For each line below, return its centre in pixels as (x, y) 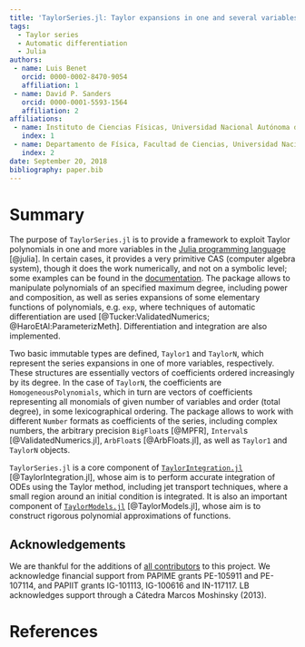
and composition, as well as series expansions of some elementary (135, 298)
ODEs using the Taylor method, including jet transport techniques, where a (149, 487)
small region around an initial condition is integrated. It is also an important (148, 496)
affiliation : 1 (50, 85)
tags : (20, 26)
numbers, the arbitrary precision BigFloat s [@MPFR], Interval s (128, 431)
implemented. (35, 336)
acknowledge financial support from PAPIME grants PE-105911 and (134, 576)
